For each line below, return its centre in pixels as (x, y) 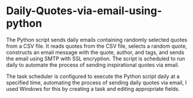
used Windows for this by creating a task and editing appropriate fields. (93, 89)
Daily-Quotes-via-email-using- (84, 11)
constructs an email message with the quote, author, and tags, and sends (95, 52)
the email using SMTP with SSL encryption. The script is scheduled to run (96, 58)
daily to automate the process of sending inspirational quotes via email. (93, 65)
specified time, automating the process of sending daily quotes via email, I (97, 82)
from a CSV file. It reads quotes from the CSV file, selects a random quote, (97, 46)
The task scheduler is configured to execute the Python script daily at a (93, 76)
